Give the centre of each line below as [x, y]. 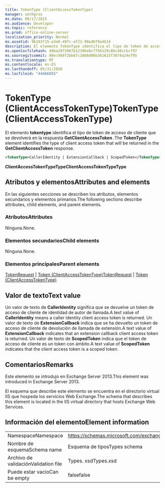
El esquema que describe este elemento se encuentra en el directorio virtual [82, 391]
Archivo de [20, 457]
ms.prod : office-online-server [37, 32]
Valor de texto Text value [43, 295]
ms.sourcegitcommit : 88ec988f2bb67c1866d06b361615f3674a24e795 [71, 55]
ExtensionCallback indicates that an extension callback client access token [82, 334]
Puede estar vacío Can [33, 472]
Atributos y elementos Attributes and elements [78, 182]
